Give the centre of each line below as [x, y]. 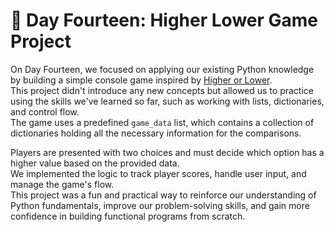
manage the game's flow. [62, 184]
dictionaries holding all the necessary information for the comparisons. [156, 133]
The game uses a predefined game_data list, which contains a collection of [162, 122]
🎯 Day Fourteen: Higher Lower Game [164, 20]
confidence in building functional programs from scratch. [128, 216]
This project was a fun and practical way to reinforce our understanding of [163, 195]
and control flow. [45, 111]
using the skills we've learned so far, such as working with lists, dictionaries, [167, 101]
